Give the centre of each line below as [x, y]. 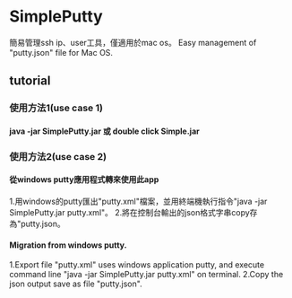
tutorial [30, 81]
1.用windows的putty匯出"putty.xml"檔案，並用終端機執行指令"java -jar [138, 201]
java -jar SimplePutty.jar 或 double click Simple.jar [104, 131]
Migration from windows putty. [68, 245]
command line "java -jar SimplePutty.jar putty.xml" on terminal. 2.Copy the [146, 275]
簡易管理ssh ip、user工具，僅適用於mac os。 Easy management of [133, 42]
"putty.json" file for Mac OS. [61, 52]
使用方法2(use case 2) [58, 156]
